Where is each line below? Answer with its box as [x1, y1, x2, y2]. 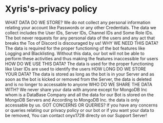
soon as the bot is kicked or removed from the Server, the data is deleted [5, 76, 152, 82]
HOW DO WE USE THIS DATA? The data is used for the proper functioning [5, 61, 154, 67]
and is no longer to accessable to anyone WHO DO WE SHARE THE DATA [5, 81, 153, 87]
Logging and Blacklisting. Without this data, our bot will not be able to [5, 50, 145, 56]
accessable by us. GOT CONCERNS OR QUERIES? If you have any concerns [5, 102, 158, 108]
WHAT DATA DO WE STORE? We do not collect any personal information [5, 19, 151, 25]
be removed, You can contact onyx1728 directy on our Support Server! [5, 112, 147, 118]
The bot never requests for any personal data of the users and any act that [5, 35, 155, 41]
